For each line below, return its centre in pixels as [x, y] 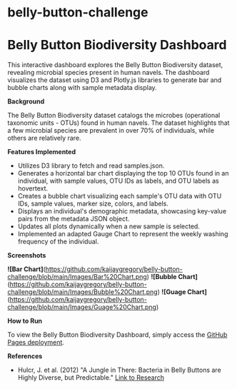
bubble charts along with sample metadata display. [82, 88]
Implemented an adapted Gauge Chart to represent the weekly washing [123, 234]
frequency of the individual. [58, 242]
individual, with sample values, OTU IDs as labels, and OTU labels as [118, 181]
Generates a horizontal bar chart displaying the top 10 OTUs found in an [123, 173]
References [25, 356]
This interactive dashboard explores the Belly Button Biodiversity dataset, [115, 65]
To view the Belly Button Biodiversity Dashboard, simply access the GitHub [117, 335]
